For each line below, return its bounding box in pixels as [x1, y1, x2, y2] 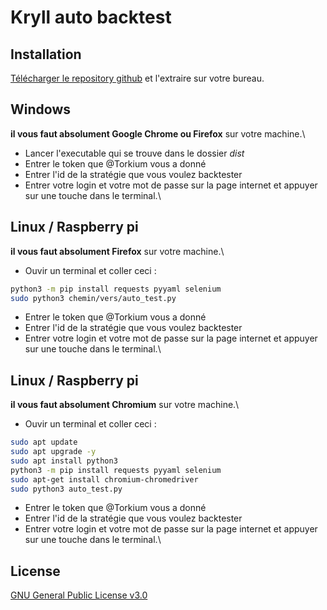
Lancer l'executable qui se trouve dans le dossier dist [24, 147, 245, 159]
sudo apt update [10, 437, 78, 448]
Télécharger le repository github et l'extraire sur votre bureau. [10, 72, 265, 84]
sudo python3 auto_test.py [10, 484, 123, 494]
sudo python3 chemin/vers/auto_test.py [10, 293, 177, 303]
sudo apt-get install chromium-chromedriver [10, 474, 199, 485]
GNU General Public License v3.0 [10, 589, 148, 601]
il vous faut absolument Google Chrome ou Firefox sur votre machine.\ [10, 127, 306, 140]
